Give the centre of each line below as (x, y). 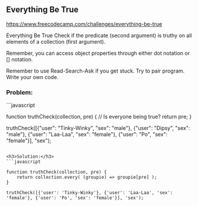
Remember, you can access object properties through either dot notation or (98, 53)
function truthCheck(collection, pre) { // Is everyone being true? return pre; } (99, 117)
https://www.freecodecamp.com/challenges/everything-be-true (84, 24)
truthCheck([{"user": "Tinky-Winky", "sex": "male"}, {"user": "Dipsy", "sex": (98, 128)
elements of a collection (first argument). (56, 41)
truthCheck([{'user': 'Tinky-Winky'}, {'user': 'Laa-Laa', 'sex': (90, 193)
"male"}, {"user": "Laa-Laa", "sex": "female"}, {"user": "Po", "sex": (87, 135)
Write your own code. (33, 77)
